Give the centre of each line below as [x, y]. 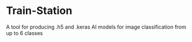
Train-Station [39, 11]
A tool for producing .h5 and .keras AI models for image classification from [96, 27]
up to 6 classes [24, 33]
